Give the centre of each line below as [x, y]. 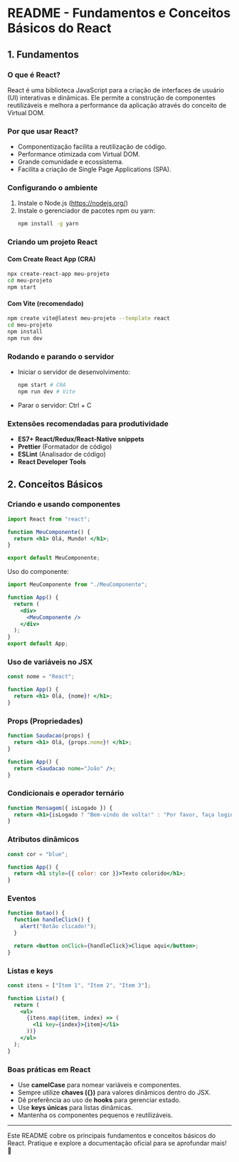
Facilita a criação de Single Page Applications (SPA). [95, 169]
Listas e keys [30, 971]
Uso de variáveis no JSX [50, 662]
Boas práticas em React [49, 1070]
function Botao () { [36, 913]
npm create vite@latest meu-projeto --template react [89, 319]
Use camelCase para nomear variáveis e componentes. [99, 1085]
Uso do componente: [38, 572]
